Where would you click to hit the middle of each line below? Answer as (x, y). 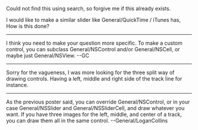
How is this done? (28, 26)
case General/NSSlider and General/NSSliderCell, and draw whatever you (95, 108)
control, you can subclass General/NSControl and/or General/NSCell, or (93, 49)
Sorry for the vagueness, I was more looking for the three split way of (90, 72)
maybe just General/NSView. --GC (48, 56)
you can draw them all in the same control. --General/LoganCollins (87, 121)
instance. (17, 85)
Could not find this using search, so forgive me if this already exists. (88, 9)
